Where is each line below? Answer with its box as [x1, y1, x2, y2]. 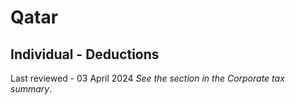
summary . [10, 83, 53, 95]
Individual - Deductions [10, 46, 160, 63]
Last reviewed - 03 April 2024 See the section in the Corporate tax [10, 72, 285, 84]
